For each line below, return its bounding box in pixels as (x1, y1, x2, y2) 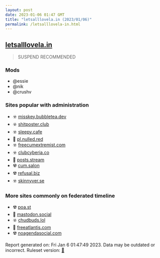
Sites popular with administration (5, 102, 89, 109)
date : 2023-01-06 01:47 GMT (5, 12, 65, 17)
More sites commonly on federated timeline (5, 192, 115, 199)
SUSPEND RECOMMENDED (17, 54, 76, 60)
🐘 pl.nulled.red (12, 136, 43, 142)
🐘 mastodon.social (12, 211, 52, 217)
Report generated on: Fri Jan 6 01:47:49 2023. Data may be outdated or (5, 242, 155, 248)
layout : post (5, 7, 33, 13)
